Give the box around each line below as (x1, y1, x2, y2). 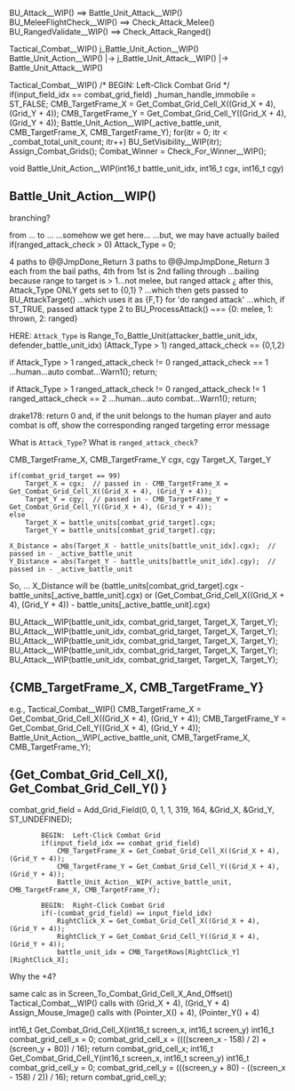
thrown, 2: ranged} (9, 313, 78, 324)
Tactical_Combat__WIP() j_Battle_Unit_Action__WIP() (9, 44, 200, 54)
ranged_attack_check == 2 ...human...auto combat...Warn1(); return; (9, 393, 258, 404)
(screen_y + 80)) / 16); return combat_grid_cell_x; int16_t (9, 1044, 214, 1055)
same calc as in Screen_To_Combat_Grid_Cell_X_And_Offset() (9, 989, 233, 999)
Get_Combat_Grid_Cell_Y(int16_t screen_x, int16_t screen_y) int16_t (9, 1053, 250, 1063)
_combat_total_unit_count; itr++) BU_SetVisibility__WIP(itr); (9, 137, 222, 147)
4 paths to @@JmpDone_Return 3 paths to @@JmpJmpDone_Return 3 (9, 256, 270, 267)
